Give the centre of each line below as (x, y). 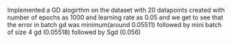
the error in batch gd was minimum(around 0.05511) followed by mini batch (115, 25)
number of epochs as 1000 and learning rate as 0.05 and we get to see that (115, 17)
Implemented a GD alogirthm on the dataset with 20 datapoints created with (116, 10)
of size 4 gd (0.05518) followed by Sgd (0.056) (74, 32)
